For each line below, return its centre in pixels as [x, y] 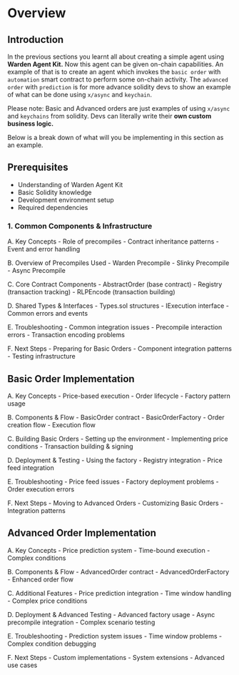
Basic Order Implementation [71, 379]
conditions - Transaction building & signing [70, 446]
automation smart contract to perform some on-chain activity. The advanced [118, 79]
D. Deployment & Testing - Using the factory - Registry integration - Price [115, 460]
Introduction [36, 40]
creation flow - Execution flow [52, 425]
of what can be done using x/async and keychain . [80, 95]
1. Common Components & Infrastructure [80, 226]
